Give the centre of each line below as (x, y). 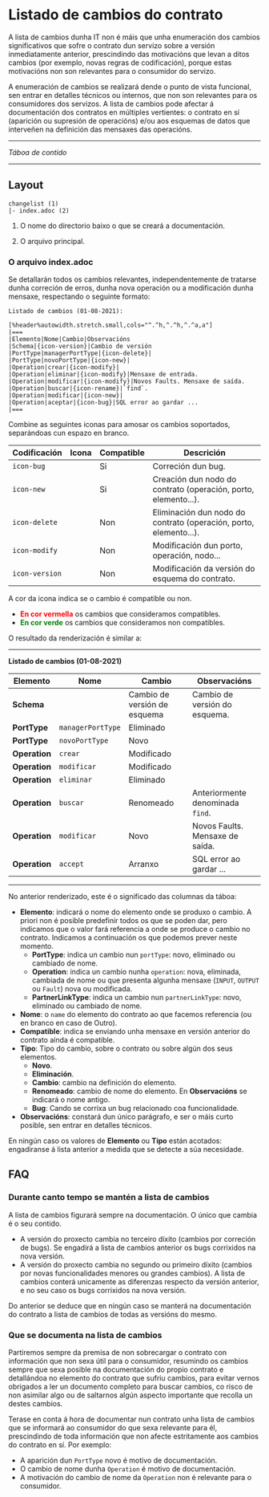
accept (71, 864)
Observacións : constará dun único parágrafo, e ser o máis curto (126, 1117)
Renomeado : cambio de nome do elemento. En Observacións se (139, 1091)
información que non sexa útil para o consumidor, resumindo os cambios (128, 1361)
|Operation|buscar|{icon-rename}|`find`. (78, 388)
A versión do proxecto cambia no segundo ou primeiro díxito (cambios (136, 1264)
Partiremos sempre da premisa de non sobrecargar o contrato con (117, 1353)
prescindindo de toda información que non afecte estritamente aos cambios (133, 1436)
